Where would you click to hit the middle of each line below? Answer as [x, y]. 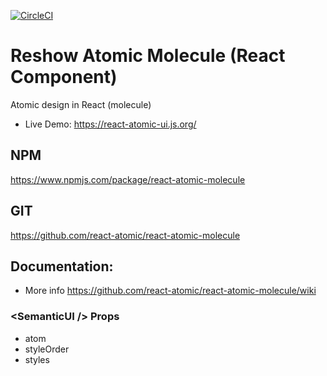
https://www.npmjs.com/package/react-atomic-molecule [128, 179]
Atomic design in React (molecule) [81, 104]
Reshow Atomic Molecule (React [148, 56]
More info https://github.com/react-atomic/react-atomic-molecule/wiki [170, 291]
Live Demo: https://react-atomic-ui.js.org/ [110, 124]
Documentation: [62, 266]
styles [37, 359]
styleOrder [47, 349]
